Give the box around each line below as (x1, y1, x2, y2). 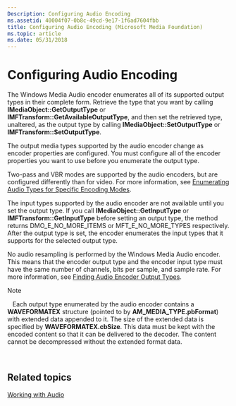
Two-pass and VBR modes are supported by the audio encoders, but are (7, 170, 218, 179)
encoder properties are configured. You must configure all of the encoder (7, 149, 221, 157)
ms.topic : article (7, 30, 61, 37)
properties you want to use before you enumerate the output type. (7, 157, 199, 165)
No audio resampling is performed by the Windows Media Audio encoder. (7, 250, 221, 258)
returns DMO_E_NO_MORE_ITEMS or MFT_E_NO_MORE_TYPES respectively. (7, 222, 230, 230)
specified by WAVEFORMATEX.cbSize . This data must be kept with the (7, 323, 216, 331)
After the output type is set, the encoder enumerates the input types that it (7, 229, 223, 237)
